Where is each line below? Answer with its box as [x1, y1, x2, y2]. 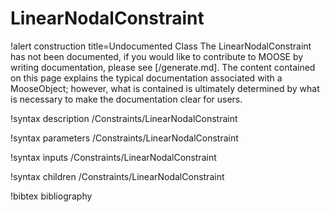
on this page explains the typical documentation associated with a [10, 72, 283, 84]
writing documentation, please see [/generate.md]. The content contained [10, 61, 316, 73]
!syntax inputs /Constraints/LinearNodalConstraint [10, 151, 217, 163]
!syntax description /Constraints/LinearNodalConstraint [10, 112, 238, 124]
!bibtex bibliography [10, 190, 93, 202]
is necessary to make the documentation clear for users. [10, 93, 243, 105]
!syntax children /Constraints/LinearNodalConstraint [10, 170, 225, 182]
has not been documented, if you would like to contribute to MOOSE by [10, 50, 304, 62]
